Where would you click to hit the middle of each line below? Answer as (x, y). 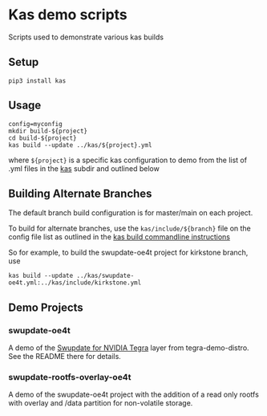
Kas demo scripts (68, 15)
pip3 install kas (37, 81)
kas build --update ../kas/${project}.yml (80, 145)
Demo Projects (46, 307)
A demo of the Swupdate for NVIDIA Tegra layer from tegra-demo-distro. (129, 348)
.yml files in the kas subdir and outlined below (84, 168)
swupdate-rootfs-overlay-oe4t (70, 377)
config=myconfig (35, 124)
